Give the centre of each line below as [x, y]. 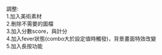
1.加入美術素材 [24, 16]
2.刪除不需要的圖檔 [30, 24]
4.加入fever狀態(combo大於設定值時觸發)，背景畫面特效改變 [81, 39]
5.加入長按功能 [24, 46]
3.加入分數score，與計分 [37, 31]
